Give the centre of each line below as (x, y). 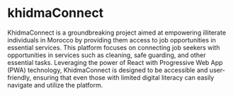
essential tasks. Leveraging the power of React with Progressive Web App (115, 62)
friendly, (19, 77)
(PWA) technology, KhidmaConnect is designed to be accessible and (108, 70)
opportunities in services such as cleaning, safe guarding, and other (107, 55)
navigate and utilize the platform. (55, 85)
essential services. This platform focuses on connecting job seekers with (114, 47)
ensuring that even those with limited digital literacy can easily (124, 77)
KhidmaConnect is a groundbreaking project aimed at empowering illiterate (117, 32)
